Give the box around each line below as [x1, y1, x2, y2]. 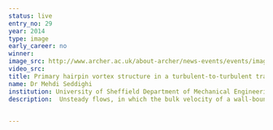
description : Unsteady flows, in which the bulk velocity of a [8, 95, 231, 103]
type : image [8, 34, 49, 43]
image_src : [8, 58, 45, 66]
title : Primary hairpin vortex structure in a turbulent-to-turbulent [8, 72, 253, 80]
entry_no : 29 [8, 19, 53, 28]
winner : [8, 50, 35, 58]
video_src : [8, 65, 45, 73]
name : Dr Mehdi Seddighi [8, 80, 93, 88]
